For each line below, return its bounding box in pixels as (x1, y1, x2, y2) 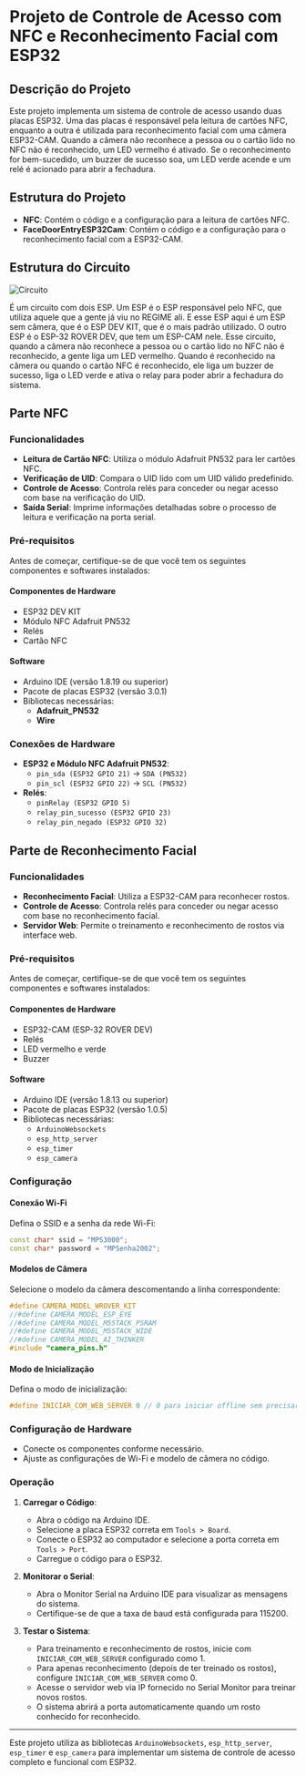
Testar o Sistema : (22, 1625, 91, 1637)
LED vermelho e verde (22, 1043, 107, 1054)
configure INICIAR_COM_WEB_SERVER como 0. (36, 1672, 198, 1683)
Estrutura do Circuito (9, 260, 130, 275)
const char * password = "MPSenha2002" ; (9, 1244, 161, 1253)
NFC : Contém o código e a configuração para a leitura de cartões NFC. (22, 214, 290, 225)
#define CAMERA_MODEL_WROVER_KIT (9, 1301, 137, 1310)
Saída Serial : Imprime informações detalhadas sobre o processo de (22, 502, 277, 513)
